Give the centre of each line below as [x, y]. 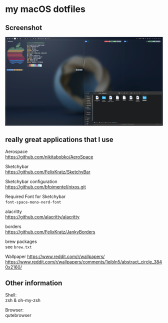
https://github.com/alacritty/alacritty [42, 217]
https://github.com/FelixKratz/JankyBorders [50, 232]
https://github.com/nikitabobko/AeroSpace [49, 157]
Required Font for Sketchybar [35, 196]
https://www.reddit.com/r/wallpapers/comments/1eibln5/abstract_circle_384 [84, 262]
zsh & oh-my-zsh [23, 300]
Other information [34, 283]
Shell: [11, 295]
